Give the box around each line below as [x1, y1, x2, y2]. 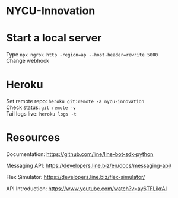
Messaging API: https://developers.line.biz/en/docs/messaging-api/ [6, 162, 172, 169]
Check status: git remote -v [6, 104, 76, 111]
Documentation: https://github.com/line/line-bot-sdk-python [6, 151, 154, 158]
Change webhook [6, 58, 50, 65]
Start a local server [6, 31, 102, 45]
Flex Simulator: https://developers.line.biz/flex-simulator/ [6, 174, 145, 180]
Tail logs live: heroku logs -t [6, 110, 77, 117]
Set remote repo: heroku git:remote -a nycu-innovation [6, 98, 144, 105]
